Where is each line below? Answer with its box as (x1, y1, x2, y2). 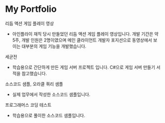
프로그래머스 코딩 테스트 (5, 102, 52, 108)
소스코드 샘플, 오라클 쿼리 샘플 (5, 81, 63, 87)
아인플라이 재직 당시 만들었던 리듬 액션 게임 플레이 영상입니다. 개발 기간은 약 (12, 31, 159, 37)
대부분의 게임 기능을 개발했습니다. (21, 43, 86, 49)
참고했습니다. (21, 70, 47, 76)
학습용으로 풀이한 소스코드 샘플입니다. (12, 112, 85, 118)
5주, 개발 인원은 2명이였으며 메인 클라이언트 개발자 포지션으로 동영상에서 (12, 37, 152, 43)
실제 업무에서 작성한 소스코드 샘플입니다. (12, 91, 90, 97)
